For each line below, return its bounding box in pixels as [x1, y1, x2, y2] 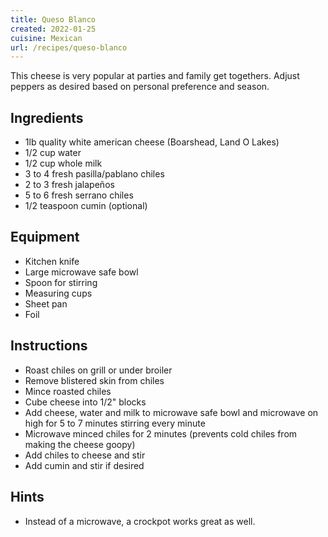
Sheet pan [24, 297, 68, 310]
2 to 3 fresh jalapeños [24, 179, 115, 191]
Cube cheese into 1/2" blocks [24, 396, 147, 408]
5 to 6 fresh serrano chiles [24, 189, 134, 201]
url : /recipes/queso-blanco [10, 42, 128, 53]
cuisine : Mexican [10, 33, 83, 43]
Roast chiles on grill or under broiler [24, 364, 173, 376]
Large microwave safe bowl [24, 266, 139, 278]
